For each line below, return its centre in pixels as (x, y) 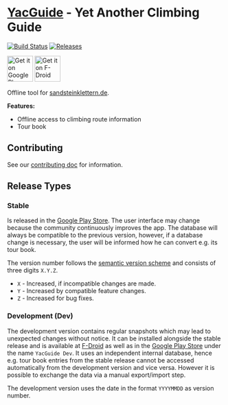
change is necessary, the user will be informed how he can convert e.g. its (112, 242)
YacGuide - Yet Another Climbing (103, 13)
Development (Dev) (40, 316)
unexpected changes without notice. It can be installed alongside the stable (114, 338)
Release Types (39, 186)
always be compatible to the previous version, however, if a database (105, 235)
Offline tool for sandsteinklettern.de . (58, 92)
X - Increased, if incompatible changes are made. (87, 283)
